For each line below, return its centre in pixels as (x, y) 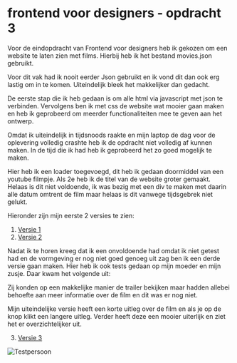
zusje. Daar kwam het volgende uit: (59, 273)
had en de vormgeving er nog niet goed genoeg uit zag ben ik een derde (114, 258)
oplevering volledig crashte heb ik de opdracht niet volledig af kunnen (110, 142)
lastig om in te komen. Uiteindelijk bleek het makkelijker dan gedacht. (109, 84)
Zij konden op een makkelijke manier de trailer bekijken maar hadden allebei (118, 287)
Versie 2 (30, 237)
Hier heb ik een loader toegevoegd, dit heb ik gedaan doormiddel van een (116, 171)
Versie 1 (29, 229)
